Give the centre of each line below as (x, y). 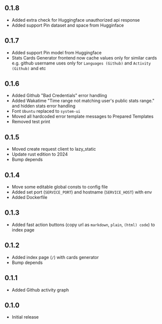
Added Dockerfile (29, 197)
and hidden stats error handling (43, 106)
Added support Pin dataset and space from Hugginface (68, 25)
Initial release (25, 317)
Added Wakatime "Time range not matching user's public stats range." (83, 101)
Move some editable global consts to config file (60, 187)
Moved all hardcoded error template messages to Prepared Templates (82, 116)
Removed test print (31, 122)
